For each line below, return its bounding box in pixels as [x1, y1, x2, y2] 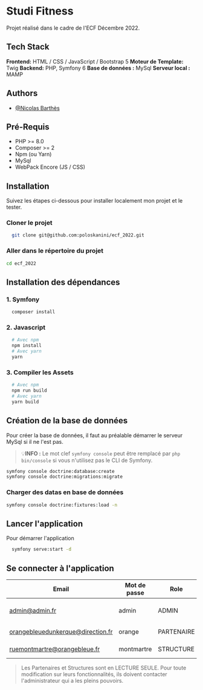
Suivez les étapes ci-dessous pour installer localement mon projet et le [6, 197, 183, 204]
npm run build [11, 388, 47, 394]
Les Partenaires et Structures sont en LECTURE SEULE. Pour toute [21, 664, 187, 671]
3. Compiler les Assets [6, 368, 74, 376]
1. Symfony [6, 295, 40, 304]
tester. [6, 204, 22, 211]
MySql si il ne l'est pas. [6, 438, 63, 445]
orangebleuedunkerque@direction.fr [9, 627, 113, 636]
